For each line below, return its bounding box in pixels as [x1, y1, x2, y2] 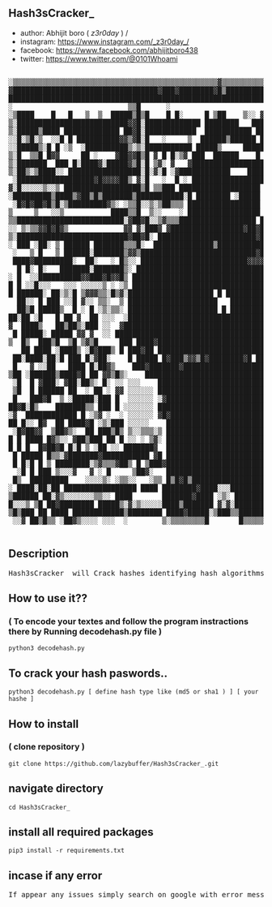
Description [8, 547, 69, 561]
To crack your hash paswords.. [8, 666, 168, 680]
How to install [8, 717, 79, 731]
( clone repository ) [8, 742, 85, 753]
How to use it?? [8, 591, 87, 605]
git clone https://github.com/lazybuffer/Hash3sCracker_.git [8, 759, 219, 767]
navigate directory [8, 782, 104, 796]
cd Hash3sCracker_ [8, 803, 70, 811]
